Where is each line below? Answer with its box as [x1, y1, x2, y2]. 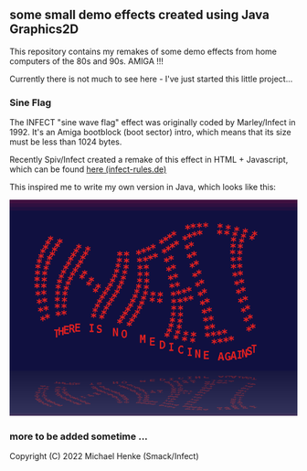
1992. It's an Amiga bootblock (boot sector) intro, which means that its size [9, 127, 291, 138]
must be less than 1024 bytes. [9, 136, 122, 147]
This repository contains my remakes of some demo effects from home [9, 46, 277, 57]
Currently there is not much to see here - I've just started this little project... [9, 73, 293, 84]
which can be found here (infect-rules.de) [9, 164, 167, 175]
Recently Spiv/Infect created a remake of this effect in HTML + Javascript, [9, 155, 289, 166]
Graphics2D [9, 22, 79, 37]
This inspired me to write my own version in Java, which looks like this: [9, 182, 277, 193]
